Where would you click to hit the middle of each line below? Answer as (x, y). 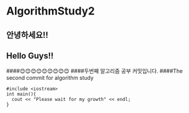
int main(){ (21, 94)
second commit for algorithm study (50, 78)
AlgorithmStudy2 (51, 11)
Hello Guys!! (30, 56)
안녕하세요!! (27, 35)
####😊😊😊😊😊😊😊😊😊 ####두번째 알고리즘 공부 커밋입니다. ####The (94, 71)
